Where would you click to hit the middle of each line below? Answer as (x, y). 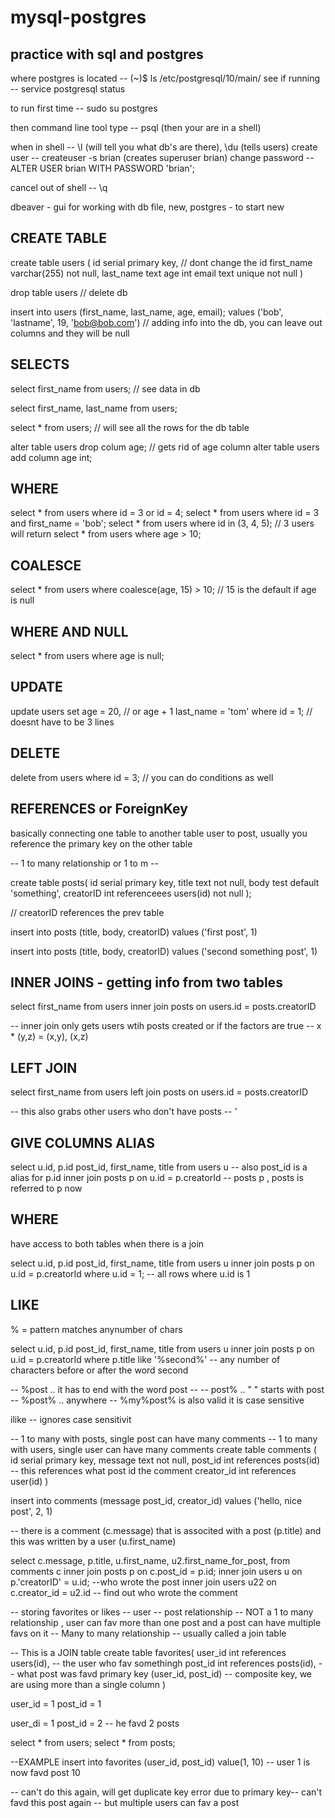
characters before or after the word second (99, 1370)
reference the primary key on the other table (101, 843)
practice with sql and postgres (107, 54)
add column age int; (51, 457)
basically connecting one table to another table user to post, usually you (159, 833)
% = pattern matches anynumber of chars (96, 1329)
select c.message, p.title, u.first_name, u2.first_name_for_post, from (150, 1560)
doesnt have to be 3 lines (62, 722)
